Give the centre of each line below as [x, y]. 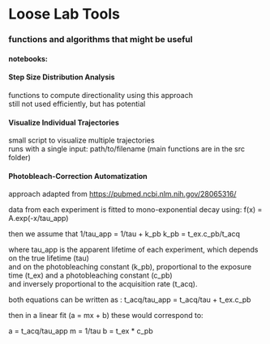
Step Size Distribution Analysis [62, 77]
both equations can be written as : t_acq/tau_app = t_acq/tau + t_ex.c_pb [130, 299]
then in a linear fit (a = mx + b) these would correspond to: [106, 316]
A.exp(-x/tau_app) [39, 219]
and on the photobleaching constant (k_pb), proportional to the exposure [130, 267]
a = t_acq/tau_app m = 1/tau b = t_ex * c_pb [81, 331]
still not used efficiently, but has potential [77, 104]
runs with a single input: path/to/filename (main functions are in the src [127, 149]
